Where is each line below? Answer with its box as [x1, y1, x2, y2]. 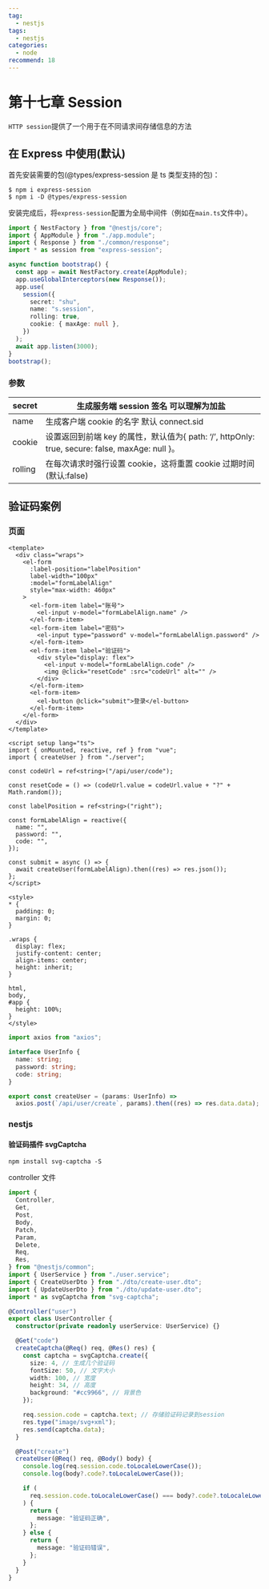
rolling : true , [29, 313, 81, 321]
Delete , [15, 1241, 42, 1249]
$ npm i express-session [8, 186, 91, 194]
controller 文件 [8, 1173, 56, 1182]
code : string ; [15, 1070, 62, 1078]
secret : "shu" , [29, 298, 81, 306]
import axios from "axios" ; [8, 1033, 102, 1041]
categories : [8, 42, 48, 50]
